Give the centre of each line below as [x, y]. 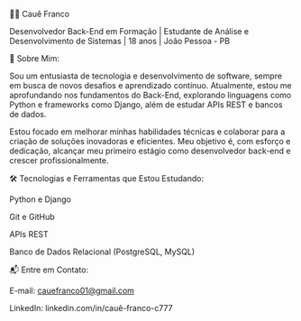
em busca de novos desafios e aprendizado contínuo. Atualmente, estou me [151, 85]
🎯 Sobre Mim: [35, 58]
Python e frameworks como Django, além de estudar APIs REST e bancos [146, 105]
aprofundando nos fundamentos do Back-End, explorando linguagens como [150, 95]
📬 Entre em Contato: [49, 270]
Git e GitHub [32, 217]
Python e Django [41, 199]
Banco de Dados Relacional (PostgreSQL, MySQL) [102, 252]
